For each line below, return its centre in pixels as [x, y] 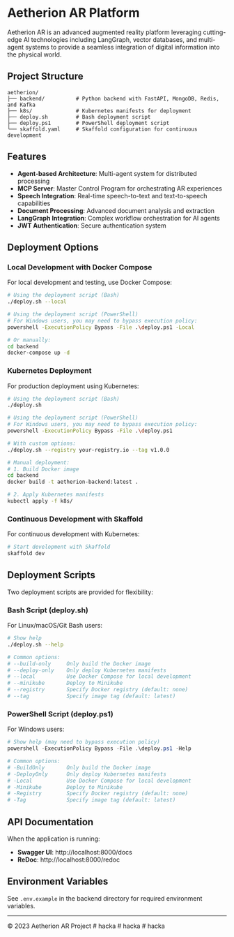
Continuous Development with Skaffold [75, 519]
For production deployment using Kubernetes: [73, 386]
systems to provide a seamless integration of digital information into [123, 47]
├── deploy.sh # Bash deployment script [79, 117]
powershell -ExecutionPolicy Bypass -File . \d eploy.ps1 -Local [101, 327]
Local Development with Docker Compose [80, 267]
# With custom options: [42, 443]
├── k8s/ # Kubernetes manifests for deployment [99, 111]
